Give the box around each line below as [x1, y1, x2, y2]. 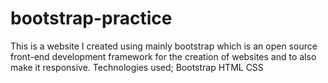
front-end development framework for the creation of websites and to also [10, 50, 317, 62]
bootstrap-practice [10, 7, 173, 30]
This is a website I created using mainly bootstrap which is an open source [10, 40, 318, 52]
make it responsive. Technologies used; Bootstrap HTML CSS [10, 61, 264, 73]
